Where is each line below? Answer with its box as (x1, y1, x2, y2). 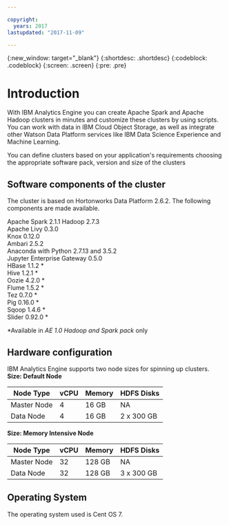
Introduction (7, 86, 80, 101)
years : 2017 (13, 22, 48, 30)
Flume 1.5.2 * (7, 284, 45, 292)
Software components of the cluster (7, 178, 166, 190)
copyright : (7, 16, 39, 23)
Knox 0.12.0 (7, 232, 40, 240)
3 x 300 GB (120, 468, 157, 477)
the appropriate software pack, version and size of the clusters (7, 158, 186, 166)
